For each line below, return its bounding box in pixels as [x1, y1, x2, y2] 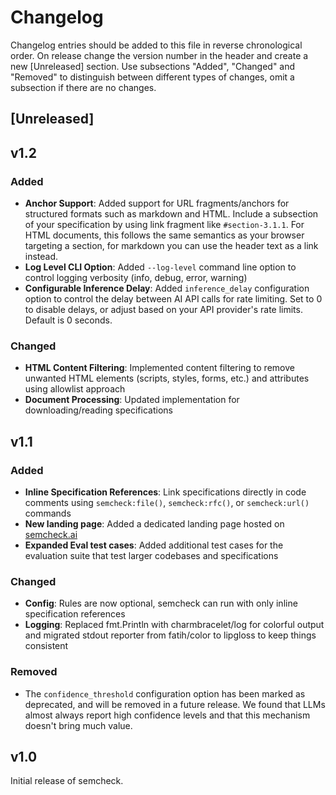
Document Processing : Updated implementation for [24, 394, 240, 406]
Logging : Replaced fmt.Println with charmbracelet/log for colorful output [24, 619, 325, 631]
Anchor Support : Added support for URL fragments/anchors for [24, 197, 290, 210]
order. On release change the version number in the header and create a [10, 49, 309, 61]
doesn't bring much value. [24, 719, 133, 731]
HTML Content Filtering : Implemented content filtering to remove [24, 362, 295, 374]
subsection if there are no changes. [10, 81, 157, 93]
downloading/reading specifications [24, 404, 173, 416]
